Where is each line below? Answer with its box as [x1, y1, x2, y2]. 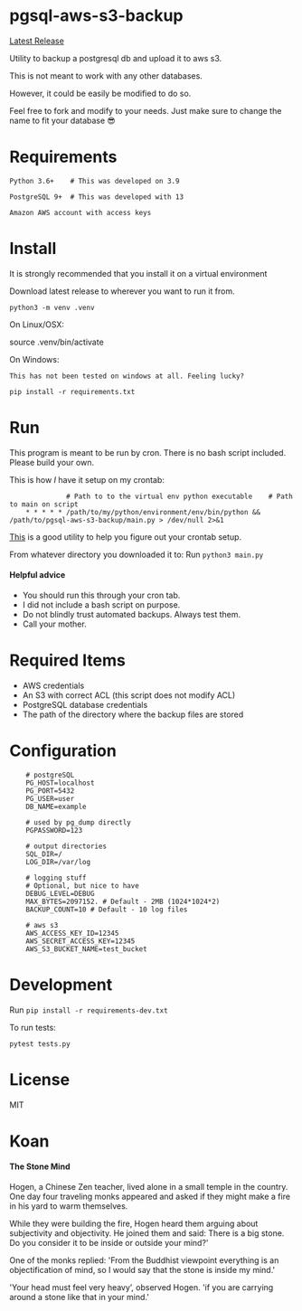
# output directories [25, 842, 107, 851]
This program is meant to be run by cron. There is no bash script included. [9, 447, 287, 457]
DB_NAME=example [25, 802, 88, 811]
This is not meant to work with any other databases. [9, 70, 203, 81]
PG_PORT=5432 [25, 786, 75, 796]
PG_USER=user [25, 794, 75, 803]
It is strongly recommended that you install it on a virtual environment [9, 268, 268, 278]
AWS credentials [22, 680, 85, 691]
